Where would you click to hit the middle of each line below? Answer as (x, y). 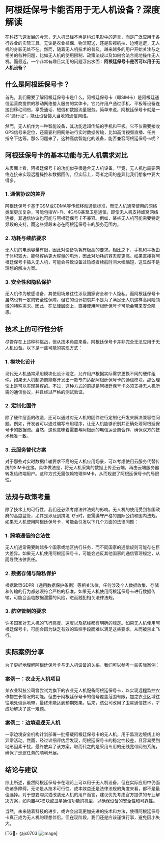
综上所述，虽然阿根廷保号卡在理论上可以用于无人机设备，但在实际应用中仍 (80, 783)
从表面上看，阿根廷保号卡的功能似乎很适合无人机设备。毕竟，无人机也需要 (80, 168)
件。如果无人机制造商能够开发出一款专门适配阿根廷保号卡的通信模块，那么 (80, 380)
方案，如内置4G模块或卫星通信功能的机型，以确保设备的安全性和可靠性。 (83, 801)
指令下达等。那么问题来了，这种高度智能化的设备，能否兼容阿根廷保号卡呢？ (82, 138)
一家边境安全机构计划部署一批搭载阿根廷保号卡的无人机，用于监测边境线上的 (82, 735)
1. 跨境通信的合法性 (28, 535)
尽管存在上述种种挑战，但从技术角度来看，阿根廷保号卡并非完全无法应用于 (80, 342)
